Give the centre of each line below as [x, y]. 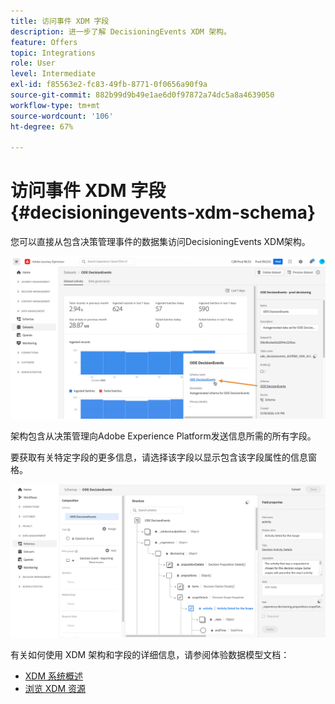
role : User [33, 63]
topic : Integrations [53, 53]
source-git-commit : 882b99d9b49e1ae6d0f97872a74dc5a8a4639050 [142, 95]
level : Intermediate [53, 74]
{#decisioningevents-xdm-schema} [163, 212]
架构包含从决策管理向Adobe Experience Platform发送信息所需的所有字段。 [163, 436]
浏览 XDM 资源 [55, 688]
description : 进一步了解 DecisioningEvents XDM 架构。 [121, 31]
